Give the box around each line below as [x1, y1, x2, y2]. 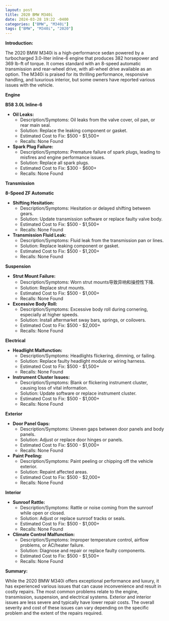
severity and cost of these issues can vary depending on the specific [5, 605, 149, 611]
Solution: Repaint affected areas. [20, 469, 88, 475]
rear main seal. [20, 122, 51, 128]
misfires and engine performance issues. [20, 155, 105, 161]
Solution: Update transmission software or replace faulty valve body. [20, 216, 163, 222]
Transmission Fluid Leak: [12, 232, 67, 238]
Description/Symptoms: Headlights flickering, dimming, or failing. [20, 353, 156, 359]
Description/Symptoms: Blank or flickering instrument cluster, [20, 379, 148, 386]
